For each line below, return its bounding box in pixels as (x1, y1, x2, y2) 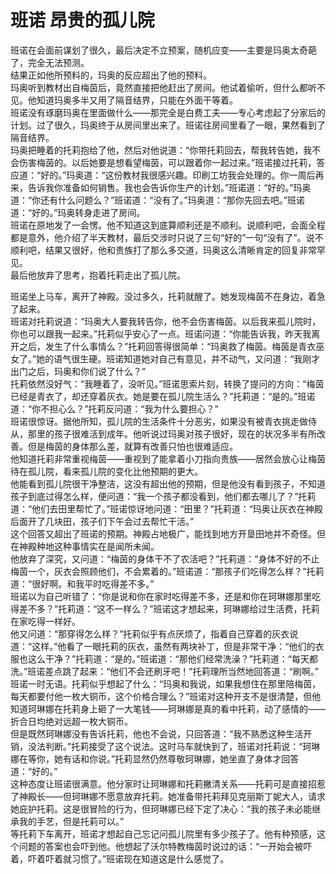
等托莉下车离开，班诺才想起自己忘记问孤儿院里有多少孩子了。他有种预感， (10, 827, 317, 840)
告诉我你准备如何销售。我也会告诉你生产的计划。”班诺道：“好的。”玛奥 (27, 181, 312, 193)
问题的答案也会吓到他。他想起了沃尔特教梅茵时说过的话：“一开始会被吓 (18, 840, 313, 852)
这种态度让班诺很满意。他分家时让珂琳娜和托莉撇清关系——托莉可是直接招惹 (10, 777, 326, 790)
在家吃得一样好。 (10, 615, 81, 627)
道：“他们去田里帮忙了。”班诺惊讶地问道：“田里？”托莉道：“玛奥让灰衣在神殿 (10, 502, 323, 515)
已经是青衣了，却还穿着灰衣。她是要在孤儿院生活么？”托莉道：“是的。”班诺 (10, 390, 316, 402)
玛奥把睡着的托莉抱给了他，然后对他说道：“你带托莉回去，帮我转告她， (10, 144, 304, 156)
